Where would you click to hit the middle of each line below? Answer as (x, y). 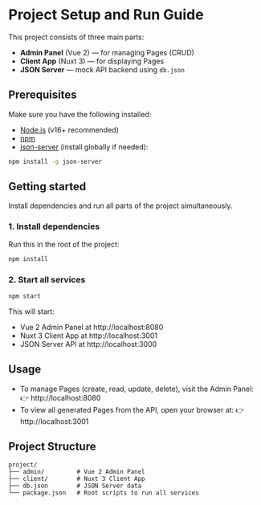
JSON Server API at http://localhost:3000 (88, 344)
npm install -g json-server (55, 161)
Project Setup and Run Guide (106, 15)
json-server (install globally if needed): (84, 147)
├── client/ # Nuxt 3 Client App (77, 479)
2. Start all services (47, 279)
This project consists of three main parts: (76, 37)
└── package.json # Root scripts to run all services (104, 493)
